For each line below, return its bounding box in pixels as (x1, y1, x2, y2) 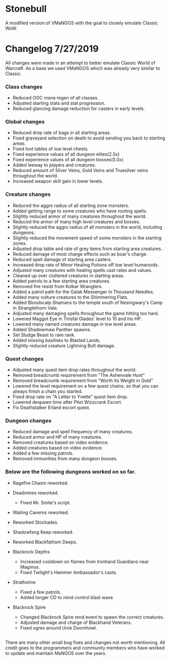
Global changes (5, 118, 45, 125)
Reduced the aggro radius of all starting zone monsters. (12, 202, 129, 208)
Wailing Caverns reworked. (12, 509, 70, 515)
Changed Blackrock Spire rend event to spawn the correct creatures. (20, 614, 164, 620)
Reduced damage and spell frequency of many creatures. (12, 429, 133, 435)
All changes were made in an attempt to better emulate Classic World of (5, 59, 156, 66)
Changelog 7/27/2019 (5, 43, 99, 55)
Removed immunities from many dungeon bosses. (12, 456, 118, 462)
